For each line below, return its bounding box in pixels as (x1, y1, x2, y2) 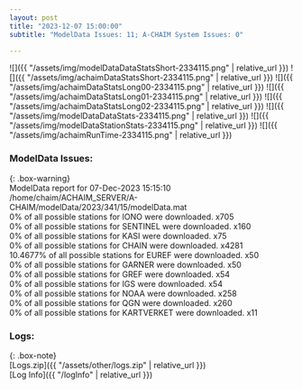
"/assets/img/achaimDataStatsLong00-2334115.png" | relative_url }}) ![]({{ (9, 82, 285, 93)
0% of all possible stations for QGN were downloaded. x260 (9, 297, 233, 308)
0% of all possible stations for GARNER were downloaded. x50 (9, 259, 242, 270)
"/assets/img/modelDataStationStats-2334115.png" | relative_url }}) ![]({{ (9, 120, 278, 131)
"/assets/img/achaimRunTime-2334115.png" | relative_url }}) (9, 130, 233, 141)
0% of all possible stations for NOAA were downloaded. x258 (9, 288, 237, 299)
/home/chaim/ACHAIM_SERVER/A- (9, 191, 138, 203)
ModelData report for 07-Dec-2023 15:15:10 (9, 182, 171, 193)
